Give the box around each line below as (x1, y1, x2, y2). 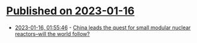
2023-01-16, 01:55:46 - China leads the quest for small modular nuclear (14, 24, 191, 31)
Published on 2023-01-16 (6, 4, 135, 18)
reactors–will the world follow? (14, 30, 90, 37)
